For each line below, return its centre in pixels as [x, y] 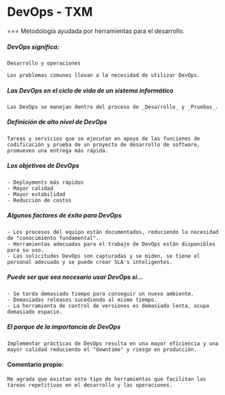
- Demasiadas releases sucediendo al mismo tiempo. [82, 300]
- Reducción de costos [39, 200]
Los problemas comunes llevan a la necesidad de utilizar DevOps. [104, 75]
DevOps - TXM [50, 12]
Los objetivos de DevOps [43, 166]
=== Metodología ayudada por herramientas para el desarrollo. [96, 31]
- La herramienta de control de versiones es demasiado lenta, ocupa [108, 306]
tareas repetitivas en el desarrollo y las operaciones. [90, 385]
